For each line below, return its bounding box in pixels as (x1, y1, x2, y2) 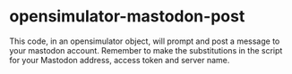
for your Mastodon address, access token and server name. (9, 54, 230, 65)
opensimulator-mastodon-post (9, 6, 245, 27)
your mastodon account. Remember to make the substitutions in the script (9, 45, 283, 55)
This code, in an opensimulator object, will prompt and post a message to (9, 36, 280, 46)
